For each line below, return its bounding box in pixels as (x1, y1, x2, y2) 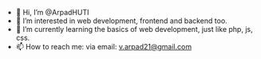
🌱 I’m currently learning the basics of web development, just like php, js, (15, 25, 253, 33)
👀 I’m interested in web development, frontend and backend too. (15, 16, 227, 26)
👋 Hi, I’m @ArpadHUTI (15, 8, 89, 17)
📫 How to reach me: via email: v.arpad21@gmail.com (15, 42, 192, 51)
